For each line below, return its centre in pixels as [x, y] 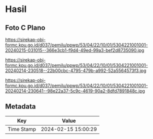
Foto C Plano [25, 28]
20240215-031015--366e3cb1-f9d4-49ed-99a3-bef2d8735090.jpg [75, 50]
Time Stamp [22, 129]
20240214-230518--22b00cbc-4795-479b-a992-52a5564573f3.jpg [76, 70]
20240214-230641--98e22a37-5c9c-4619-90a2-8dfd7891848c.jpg [75, 91]
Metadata [20, 107]
